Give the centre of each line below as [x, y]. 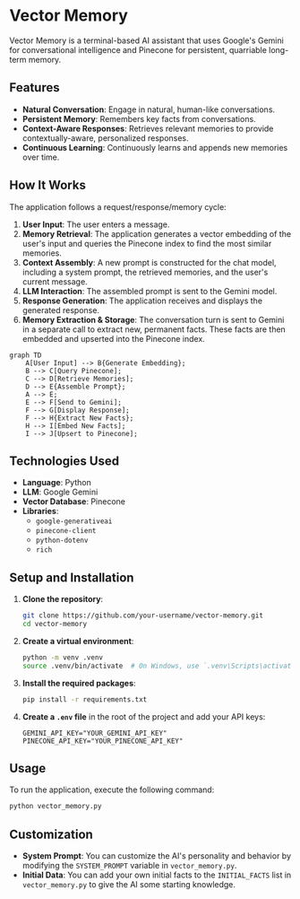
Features [34, 87]
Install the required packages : [79, 683]
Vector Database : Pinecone [73, 502]
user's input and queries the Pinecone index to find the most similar [147, 243]
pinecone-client [66, 531]
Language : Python [56, 483]
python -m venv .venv [62, 657]
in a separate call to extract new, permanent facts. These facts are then [154, 329]
